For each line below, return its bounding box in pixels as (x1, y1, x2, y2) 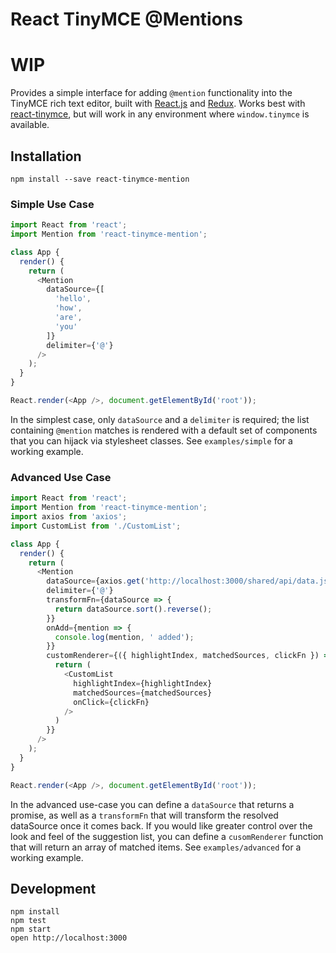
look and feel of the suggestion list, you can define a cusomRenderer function (10, 830, 324, 842)
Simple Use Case (10, 197, 95, 211)
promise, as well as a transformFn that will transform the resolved (10, 809, 279, 821)
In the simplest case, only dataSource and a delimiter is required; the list (10, 413, 310, 425)
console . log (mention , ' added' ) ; (54, 632, 195, 642)
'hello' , (54, 294, 92, 304)
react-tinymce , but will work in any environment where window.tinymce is (10, 108, 310, 120)
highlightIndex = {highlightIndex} (73, 678, 213, 688)
